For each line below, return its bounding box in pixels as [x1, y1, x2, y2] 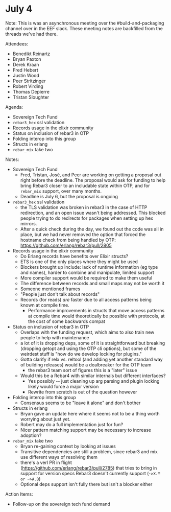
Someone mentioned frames [20, 286, 81, 292]
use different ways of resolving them [20, 454, 98, 460]
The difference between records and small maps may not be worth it [20, 280, 165, 286]
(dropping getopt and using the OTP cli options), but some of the [20, 345, 157, 352]
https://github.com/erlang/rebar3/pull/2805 [20, 242, 112, 248]
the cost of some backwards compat [28, 318, 106, 324]
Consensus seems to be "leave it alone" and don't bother [20, 400, 141, 406]
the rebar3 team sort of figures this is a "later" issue [28, 367, 137, 373]
